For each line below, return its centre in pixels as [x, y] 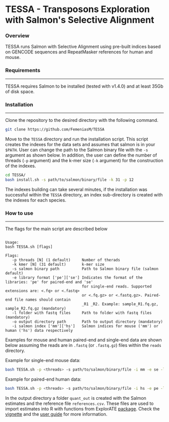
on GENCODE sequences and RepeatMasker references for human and [79, 52]
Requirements [23, 71]
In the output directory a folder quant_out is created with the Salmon [76, 398]
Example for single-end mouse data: [43, 360]
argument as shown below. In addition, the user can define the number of [81, 155]
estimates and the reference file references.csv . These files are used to [79, 403]
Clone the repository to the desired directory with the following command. [82, 120]
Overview [17, 36]
